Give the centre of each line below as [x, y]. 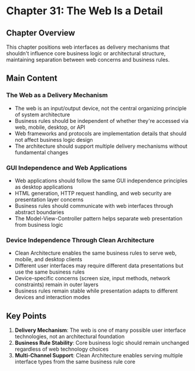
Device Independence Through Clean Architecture [80, 240]
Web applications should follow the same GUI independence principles [101, 180]
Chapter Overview [41, 33]
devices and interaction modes [52, 297]
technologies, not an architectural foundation [70, 337]
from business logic [39, 224]
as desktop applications [44, 187]
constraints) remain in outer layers [57, 285]
